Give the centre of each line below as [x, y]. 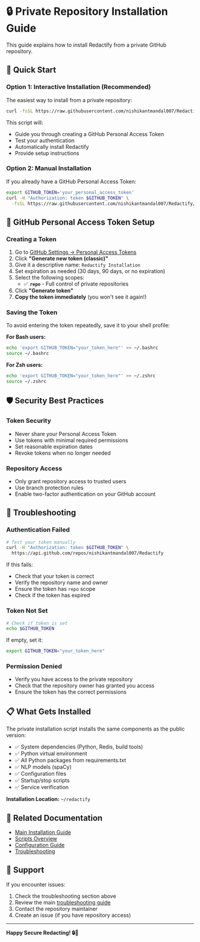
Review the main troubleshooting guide [63, 902]
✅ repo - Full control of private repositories [76, 284]
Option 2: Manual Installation [49, 168]
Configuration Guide [40, 845]
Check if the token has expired [52, 596]
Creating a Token [31, 239]
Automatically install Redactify [52, 146]
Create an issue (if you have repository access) [73, 915]
